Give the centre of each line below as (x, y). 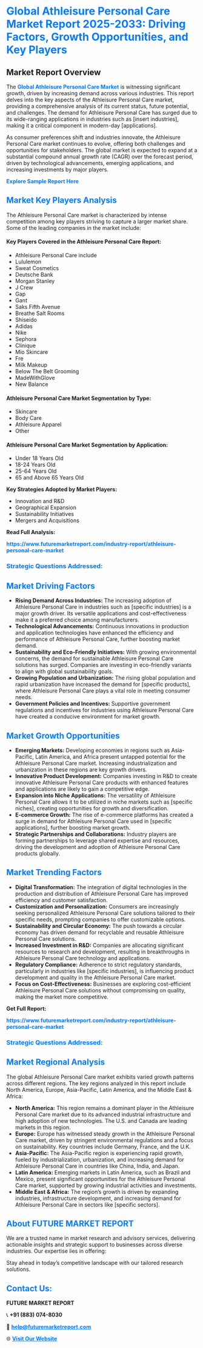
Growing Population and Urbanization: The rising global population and (105, 678)
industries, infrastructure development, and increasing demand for (98, 1198)
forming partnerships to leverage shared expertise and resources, (97, 840)
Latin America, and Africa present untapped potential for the (111, 756)
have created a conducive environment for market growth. (88, 717)
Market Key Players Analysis (62, 201)
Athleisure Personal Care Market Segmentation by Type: (79, 398)
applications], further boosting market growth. (73, 827)
